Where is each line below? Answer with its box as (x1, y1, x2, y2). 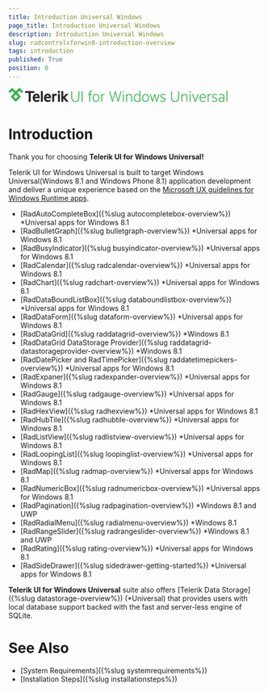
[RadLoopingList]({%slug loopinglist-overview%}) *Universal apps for (19, 449, 253, 459)
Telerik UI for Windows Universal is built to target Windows (8, 167, 204, 177)
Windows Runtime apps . (8, 193, 90, 203)
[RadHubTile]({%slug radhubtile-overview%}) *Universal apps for (19, 414, 240, 424)
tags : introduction (8, 47, 74, 56)
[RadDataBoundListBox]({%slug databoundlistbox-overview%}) (19, 295, 232, 304)
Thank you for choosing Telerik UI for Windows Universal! (8, 152, 204, 161)
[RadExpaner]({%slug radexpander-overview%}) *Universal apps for (19, 371, 250, 381)
